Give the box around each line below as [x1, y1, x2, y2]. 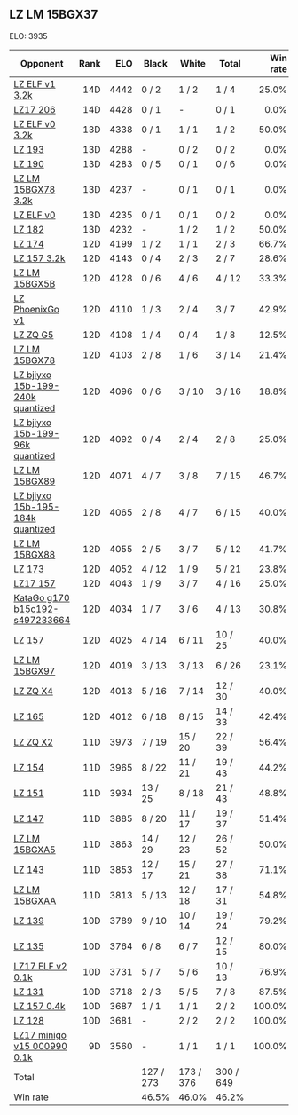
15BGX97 [13, 665, 56, 677]
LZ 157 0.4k [13, 1000, 66, 1012]
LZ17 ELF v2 [13, 960, 67, 972]
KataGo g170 [13, 591, 70, 604]
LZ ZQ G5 [13, 328, 54, 341]
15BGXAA [13, 894, 57, 906]
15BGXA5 [13, 843, 56, 856]
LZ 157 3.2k [13, 252, 66, 265]
